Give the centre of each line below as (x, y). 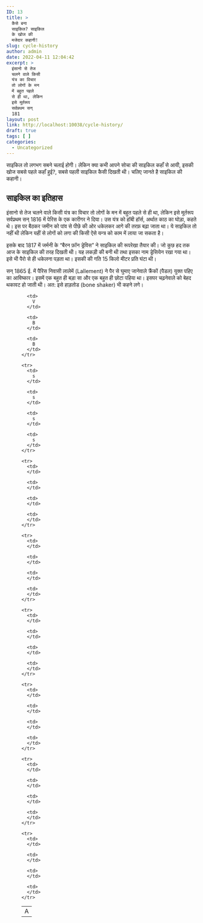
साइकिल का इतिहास (35, 198)
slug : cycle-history (32, 46)
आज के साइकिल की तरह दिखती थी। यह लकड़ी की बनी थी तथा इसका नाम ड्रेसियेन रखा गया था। (99, 252)
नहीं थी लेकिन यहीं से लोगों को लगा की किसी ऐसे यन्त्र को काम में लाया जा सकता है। (85, 233)
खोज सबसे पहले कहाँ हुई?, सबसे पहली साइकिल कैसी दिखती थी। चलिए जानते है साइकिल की (95, 171)
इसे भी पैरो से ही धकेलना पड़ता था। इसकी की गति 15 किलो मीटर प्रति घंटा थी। (82, 259)
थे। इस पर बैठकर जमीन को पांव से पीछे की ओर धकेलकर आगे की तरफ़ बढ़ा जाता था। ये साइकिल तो (101, 226)
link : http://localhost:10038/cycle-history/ (65, 125)
